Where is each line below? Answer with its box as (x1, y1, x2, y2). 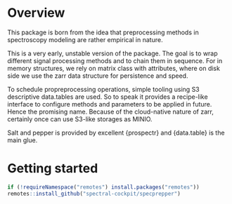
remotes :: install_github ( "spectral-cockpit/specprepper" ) (7, 190, 181, 197)
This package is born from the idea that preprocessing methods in (7, 28, 199, 36)
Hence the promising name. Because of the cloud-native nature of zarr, (7, 107, 214, 116)
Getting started (7, 161, 98, 177)
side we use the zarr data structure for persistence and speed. (7, 72, 188, 80)
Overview (7, 5, 65, 21)
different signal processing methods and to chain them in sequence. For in (7, 56, 223, 64)
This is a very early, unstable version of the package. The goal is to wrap (7, 49, 218, 57)
